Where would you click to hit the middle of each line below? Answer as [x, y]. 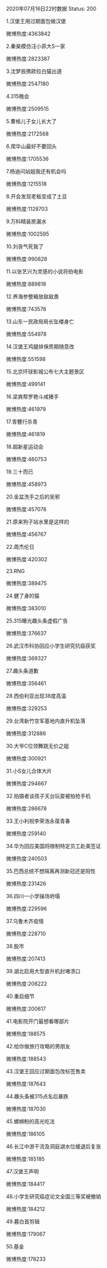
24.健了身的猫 [23, 596]
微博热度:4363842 [28, 34]
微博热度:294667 [27, 783]
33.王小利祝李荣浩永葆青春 [38, 821]
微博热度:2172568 [27, 134]
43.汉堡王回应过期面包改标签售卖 [46, 1071]
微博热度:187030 [26, 1109]
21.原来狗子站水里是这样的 [38, 522]
